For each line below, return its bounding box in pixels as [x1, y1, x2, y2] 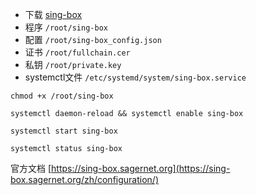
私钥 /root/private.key [24, 59, 122, 70]
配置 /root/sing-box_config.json [24, 34, 162, 45]
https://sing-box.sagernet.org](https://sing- [51, 163, 231, 174]
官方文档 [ [10, 163, 52, 174]
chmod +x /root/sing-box [10, 91, 114, 101]
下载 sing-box [24, 9, 83, 20]
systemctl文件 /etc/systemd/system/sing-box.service [24, 71, 247, 83]
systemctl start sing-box [10, 126, 118, 136]
